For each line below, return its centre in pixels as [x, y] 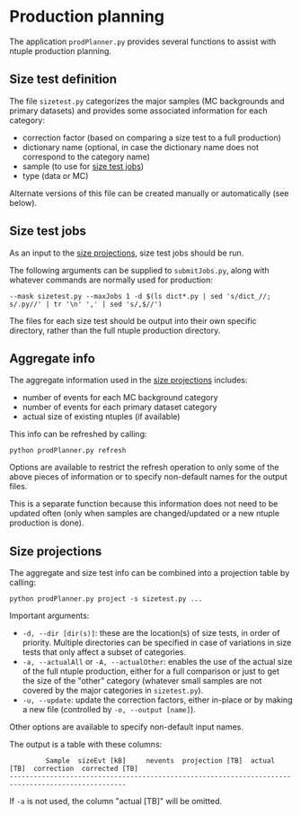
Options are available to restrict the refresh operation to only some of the [144, 467]
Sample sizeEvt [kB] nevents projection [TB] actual [160, 761]
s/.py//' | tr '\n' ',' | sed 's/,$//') [86, 304]
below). [23, 202]
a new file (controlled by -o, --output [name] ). [109, 710]
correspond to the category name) [86, 157]
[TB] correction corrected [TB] [74, 769]
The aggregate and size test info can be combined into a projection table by [150, 573]
